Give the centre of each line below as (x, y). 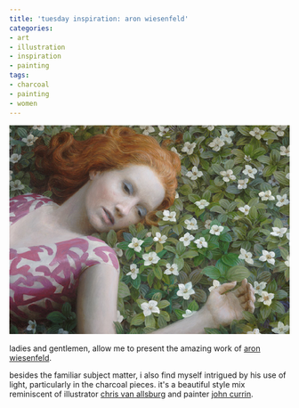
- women (24, 103)
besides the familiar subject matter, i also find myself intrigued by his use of (148, 375)
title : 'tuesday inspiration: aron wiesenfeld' (99, 19)
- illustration (37, 47)
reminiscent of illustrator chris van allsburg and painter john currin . (131, 394)
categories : (31, 28)
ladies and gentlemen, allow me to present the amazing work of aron (135, 348)
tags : (19, 76)
